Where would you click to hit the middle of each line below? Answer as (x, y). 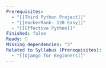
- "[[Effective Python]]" (44, 28)
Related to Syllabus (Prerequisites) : (54, 50)
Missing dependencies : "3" (39, 45)
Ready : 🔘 (17, 39)
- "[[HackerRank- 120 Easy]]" (49, 22)
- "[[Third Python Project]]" (49, 17)
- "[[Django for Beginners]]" (49, 56)
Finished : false (26, 34)
